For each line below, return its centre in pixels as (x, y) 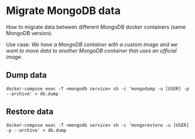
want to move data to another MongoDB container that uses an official (91, 50)
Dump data (27, 75)
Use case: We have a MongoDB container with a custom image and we (92, 44)
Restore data (30, 112)
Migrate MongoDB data (63, 11)
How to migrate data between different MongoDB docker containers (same (96, 27)
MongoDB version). (29, 33)
